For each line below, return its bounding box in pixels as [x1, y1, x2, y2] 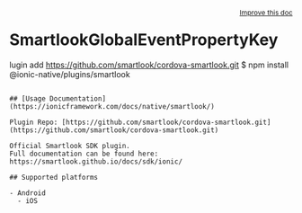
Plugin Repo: [9, 118, 58, 127]
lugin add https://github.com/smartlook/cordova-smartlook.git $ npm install [9, 59, 289, 70]
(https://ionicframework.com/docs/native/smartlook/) [9, 102, 216, 111]
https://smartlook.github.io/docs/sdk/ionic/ [9, 156, 182, 166]
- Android [9, 188, 47, 198]
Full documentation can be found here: [9, 149, 159, 158]
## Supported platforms [9, 173, 99, 182]
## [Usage [9, 93, 47, 103]
